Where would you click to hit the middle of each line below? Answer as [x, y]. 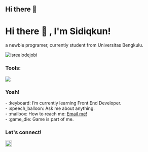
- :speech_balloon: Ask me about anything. [50, 108]
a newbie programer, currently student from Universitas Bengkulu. [74, 45]
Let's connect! [24, 132]
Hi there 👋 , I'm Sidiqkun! [58, 31]
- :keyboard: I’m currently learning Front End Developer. [63, 103]
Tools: [13, 68]
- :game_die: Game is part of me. [40, 119]
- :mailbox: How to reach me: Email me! [46, 113]
